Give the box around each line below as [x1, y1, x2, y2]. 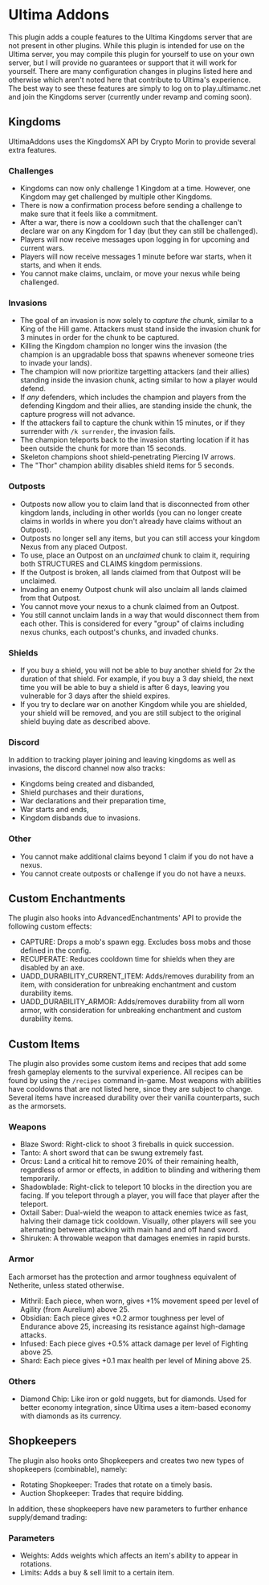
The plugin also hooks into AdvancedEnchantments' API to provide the [8, 913, 243, 923]
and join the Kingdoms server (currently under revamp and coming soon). [8, 92, 252, 101]
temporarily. [19, 1174, 60, 1183]
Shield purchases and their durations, [19, 787, 145, 797]
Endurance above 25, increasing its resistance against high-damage [19, 1322, 246, 1331]
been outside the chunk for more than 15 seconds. [19, 443, 187, 453]
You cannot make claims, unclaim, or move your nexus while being [19, 269, 241, 279]
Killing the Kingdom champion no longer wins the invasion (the [19, 341, 227, 351]
